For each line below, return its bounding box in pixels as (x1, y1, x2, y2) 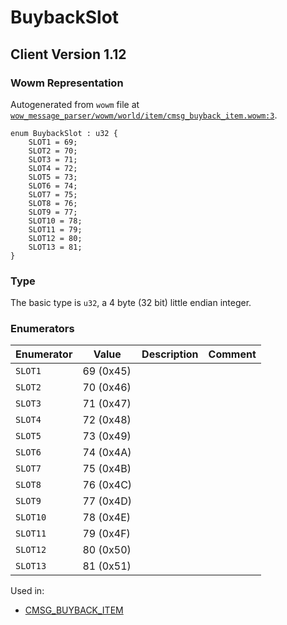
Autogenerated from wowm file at (10, 98, 140, 110)
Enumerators (10, 322, 75, 336)
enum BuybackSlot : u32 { (10, 128, 118, 138)
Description (141, 347, 199, 361)
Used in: (10, 585, 45, 597)
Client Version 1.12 (10, 46, 127, 63)
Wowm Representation (10, 76, 124, 90)
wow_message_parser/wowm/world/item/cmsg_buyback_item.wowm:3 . (10, 109, 278, 121)
